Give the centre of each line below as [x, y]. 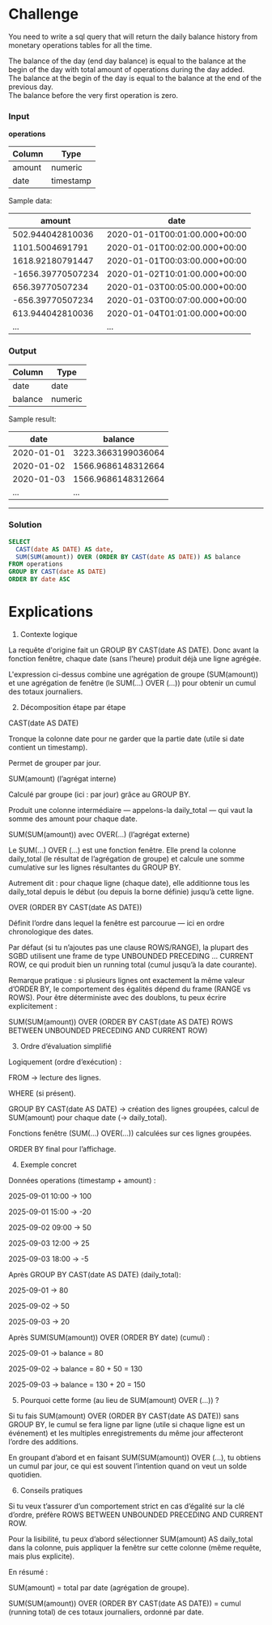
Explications [51, 612]
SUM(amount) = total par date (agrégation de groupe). [99, 1588]
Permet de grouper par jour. [55, 763]
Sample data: [30, 201]
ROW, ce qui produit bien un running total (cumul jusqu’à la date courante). [133, 964]
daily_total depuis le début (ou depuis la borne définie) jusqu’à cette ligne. [131, 892]
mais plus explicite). [42, 1556]
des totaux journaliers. [46, 692]
